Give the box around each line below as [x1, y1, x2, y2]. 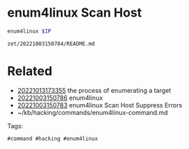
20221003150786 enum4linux [17, 94, 103, 102]
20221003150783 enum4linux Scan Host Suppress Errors [17, 100, 183, 109]
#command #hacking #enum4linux [7, 135, 98, 142]
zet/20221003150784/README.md [7, 40, 96, 47]
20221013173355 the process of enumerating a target [17, 86, 172, 94]
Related [7, 64, 52, 79]
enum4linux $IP [7, 28, 52, 35]
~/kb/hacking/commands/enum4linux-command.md [17, 108, 169, 116]
